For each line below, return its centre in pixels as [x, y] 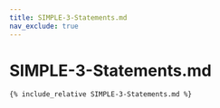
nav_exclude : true [44, 26]
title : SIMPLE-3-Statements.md [68, 18]
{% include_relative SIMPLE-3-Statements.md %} [101, 94]
